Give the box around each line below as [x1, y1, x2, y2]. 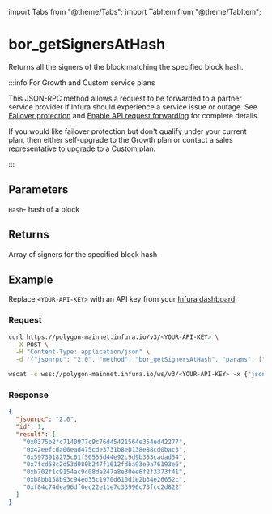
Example [8, 272, 53, 286]
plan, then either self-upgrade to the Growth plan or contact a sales [8, 135, 233, 144]
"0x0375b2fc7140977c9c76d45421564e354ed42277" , [23, 438, 186, 446]
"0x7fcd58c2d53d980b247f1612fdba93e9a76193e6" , [23, 460, 186, 469]
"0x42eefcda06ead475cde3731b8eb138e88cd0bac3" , [23, 445, 186, 453]
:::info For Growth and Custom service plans [8, 77, 155, 88]
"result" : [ [15, 430, 57, 439]
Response [8, 389, 49, 400]
